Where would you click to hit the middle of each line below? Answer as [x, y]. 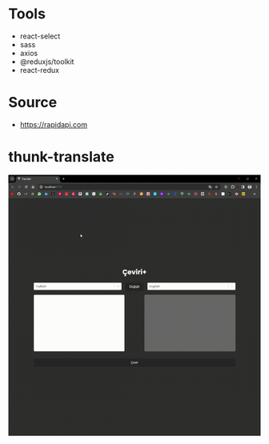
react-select [40, 36]
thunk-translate [61, 157]
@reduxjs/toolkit [47, 62]
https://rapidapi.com [54, 124]
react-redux [40, 70]
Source [33, 103]
